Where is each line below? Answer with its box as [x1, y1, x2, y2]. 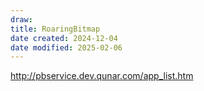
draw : [10, 14, 33, 25]
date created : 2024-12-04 [10, 33, 118, 43]
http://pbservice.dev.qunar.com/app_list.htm [10, 70, 194, 82]
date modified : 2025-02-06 [10, 42, 123, 53]
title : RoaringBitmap [10, 24, 101, 34]
